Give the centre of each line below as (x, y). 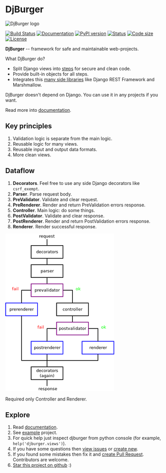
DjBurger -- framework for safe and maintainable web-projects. (72, 49)
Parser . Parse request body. (42, 194)
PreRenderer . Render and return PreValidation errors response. (79, 205)
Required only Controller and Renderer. (46, 399)
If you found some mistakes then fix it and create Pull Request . (78, 454)
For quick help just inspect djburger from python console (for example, (87, 438)
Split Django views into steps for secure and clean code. (72, 68)
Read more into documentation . (38, 110)
